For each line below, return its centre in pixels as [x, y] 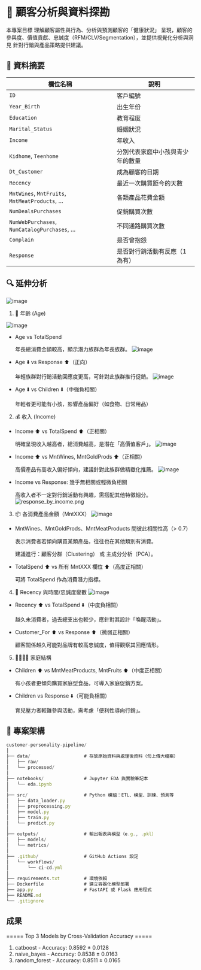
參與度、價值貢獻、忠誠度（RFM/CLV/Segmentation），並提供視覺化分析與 [97, 37]
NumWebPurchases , [33, 222]
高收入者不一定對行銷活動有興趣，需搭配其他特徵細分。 [83, 495]
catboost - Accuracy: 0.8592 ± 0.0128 [62, 947]
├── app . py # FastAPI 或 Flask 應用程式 [79, 890]
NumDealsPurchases [35, 211]
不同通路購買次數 [141, 226]
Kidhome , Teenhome [34, 156]
